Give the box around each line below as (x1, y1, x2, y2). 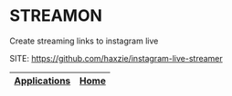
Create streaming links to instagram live (9, 35, 159, 46)
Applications (14, 74, 71, 87)
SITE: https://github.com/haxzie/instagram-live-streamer (9, 53, 224, 63)
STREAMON (9, 5, 103, 26)
